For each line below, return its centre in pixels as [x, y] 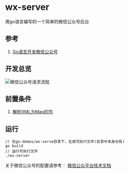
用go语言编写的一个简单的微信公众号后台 [47, 21]
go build [14, 146]
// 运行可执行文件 [22, 151]
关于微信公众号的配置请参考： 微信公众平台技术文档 [58, 166]
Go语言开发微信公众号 [35, 52]
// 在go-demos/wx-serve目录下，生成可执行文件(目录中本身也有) [65, 142]
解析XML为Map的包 [33, 112]
